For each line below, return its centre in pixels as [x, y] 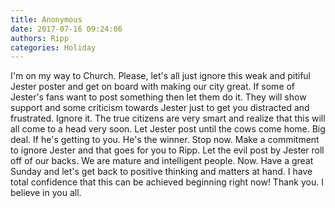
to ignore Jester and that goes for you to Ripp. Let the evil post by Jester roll [167, 150]
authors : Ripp [40, 38]
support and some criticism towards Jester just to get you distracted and [160, 108]
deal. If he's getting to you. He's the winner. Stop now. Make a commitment [165, 140]
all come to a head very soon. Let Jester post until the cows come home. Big [168, 129]
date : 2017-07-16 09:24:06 [66, 29]
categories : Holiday [53, 47]
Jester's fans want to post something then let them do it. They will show [158, 97]
